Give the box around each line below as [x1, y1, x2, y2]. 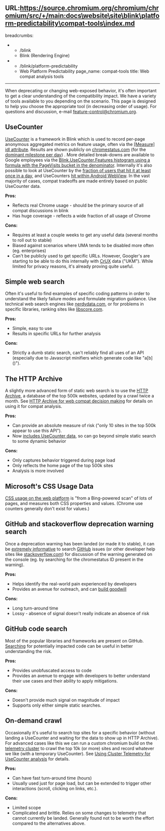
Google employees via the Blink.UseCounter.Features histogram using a [5, 157, 150, 163]
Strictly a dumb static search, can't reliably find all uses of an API [12, 350, 144, 356]
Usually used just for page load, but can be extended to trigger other [12, 780, 151, 786]
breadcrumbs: [5, 32, 34, 38]
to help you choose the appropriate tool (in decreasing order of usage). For [5, 103, 157, 109]
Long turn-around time [12, 605, 58, 611]
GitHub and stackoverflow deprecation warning [5, 520, 154, 528]
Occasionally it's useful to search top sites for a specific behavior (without [5, 729, 156, 735]
